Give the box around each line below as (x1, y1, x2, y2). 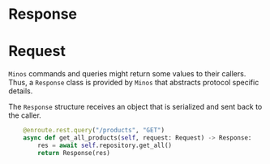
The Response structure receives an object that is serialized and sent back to (8, 102, 263, 112)
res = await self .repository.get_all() (37, 141, 173, 149)
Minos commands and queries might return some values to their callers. (8, 69, 246, 79)
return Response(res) (37, 149, 111, 157)
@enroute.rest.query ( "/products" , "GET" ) (23, 127, 165, 135)
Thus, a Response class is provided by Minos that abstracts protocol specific (8, 78, 259, 88)
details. (8, 86, 33, 96)
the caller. (8, 110, 42, 120)
